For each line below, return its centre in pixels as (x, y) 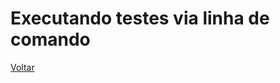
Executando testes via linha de (140, 18)
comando (50, 39)
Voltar (22, 67)
